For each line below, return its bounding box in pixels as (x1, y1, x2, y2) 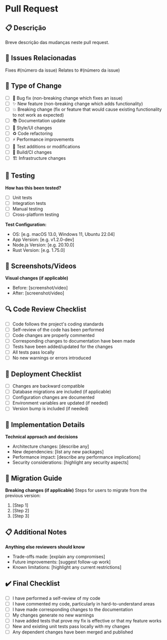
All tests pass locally (12, 349, 55, 356)
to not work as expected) (12, 112, 64, 118)
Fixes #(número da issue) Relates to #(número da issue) (5, 67, 120, 73)
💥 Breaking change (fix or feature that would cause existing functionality (12, 106, 162, 112)
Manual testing (12, 206, 43, 212)
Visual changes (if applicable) (5, 275, 69, 281)
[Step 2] (12, 507, 29, 513)
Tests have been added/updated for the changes (12, 344, 113, 350)
